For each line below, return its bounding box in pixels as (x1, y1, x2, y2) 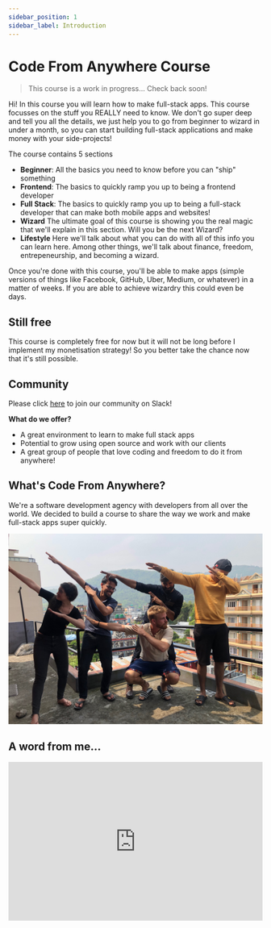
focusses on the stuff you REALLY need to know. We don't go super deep (8, 108, 252, 118)
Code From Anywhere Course (8, 57, 211, 76)
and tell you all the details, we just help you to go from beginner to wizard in (8, 117, 261, 127)
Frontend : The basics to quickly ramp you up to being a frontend (19, 182, 236, 192)
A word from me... (8, 740, 102, 754)
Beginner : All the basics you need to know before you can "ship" (19, 165, 236, 175)
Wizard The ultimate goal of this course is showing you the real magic (19, 216, 254, 226)
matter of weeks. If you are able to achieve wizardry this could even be (8, 283, 244, 293)
